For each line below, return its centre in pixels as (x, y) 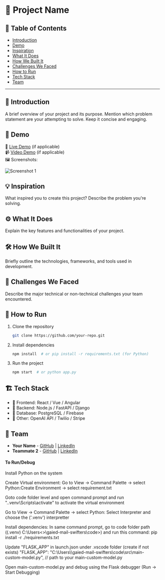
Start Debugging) (23, 572)
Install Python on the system (34, 473)
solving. (13, 204)
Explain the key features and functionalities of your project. (65, 231)
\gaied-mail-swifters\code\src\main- (108, 552)
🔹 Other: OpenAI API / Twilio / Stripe (49, 418)
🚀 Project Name (37, 10)
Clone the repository (33, 326)
